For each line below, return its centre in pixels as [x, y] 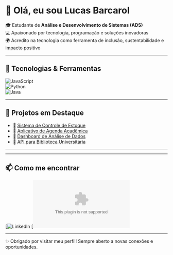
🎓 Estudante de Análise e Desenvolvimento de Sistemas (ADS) [74, 25]
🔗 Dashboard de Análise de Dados [49, 136]
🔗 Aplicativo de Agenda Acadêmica [50, 131]
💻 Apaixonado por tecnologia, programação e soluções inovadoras [77, 32]
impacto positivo [23, 48]
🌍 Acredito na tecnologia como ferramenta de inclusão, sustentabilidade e [85, 40]
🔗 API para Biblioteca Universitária [49, 142]
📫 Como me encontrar [42, 168]
